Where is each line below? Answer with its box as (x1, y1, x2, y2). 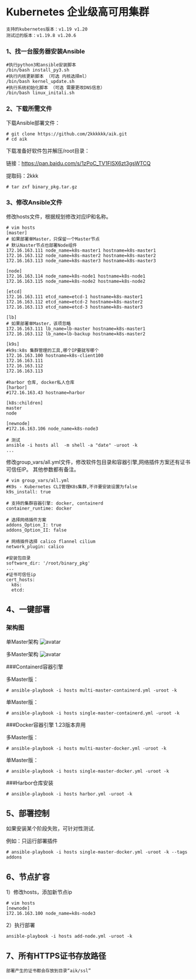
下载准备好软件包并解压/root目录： (6, 147, 90, 154)
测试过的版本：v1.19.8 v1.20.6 (6, 32, 76, 38)
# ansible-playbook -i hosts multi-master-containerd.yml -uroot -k (6, 687, 177, 693)
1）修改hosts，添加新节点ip (6, 888, 72, 896)
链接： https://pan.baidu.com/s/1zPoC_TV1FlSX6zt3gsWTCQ (6, 159, 151, 166)
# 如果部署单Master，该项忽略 (6, 320, 72, 326)
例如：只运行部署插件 (6, 837, 58, 844)
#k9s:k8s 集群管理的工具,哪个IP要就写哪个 (6, 348, 99, 353)
